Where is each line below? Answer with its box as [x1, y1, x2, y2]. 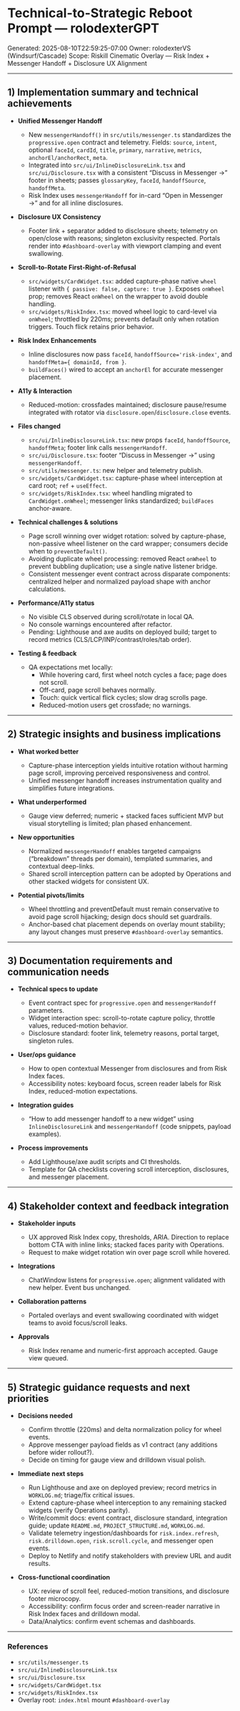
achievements [7, 98, 73, 110]
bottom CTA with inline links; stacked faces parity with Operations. [28, 1240, 225, 1249]
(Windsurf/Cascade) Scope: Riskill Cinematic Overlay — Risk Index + [7, 51, 210, 60]
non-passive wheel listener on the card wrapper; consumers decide [28, 539, 229, 548]
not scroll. [39, 678, 69, 686]
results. [28, 1559, 51, 1567]
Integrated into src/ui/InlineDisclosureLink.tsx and [28, 161, 186, 169]
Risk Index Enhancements [17, 336, 97, 344]
